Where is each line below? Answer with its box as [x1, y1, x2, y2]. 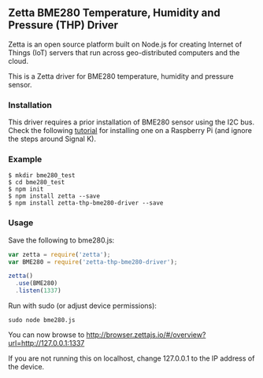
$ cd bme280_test [8, 179, 65, 187]
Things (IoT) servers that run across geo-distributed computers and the [8, 47, 240, 57]
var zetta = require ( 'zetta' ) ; [8, 250, 111, 258]
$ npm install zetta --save [8, 192, 101, 200]
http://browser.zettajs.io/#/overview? [86, 330, 206, 339]
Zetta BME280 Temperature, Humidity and [8, 6, 220, 20]
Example [8, 154, 43, 165]
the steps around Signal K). [8, 134, 97, 144]
